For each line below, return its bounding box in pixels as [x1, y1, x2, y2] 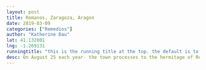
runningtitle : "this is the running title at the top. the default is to [6, 49, 199, 55]
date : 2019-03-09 [6, 20, 51, 26]
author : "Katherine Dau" [6, 32, 70, 38]
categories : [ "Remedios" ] [6, 26, 72, 32]
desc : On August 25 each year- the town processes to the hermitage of [6, 54, 193, 60]
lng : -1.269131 [6, 43, 45, 49]
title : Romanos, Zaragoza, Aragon [6, 15, 95, 21]
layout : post [6, 9, 40, 15]
